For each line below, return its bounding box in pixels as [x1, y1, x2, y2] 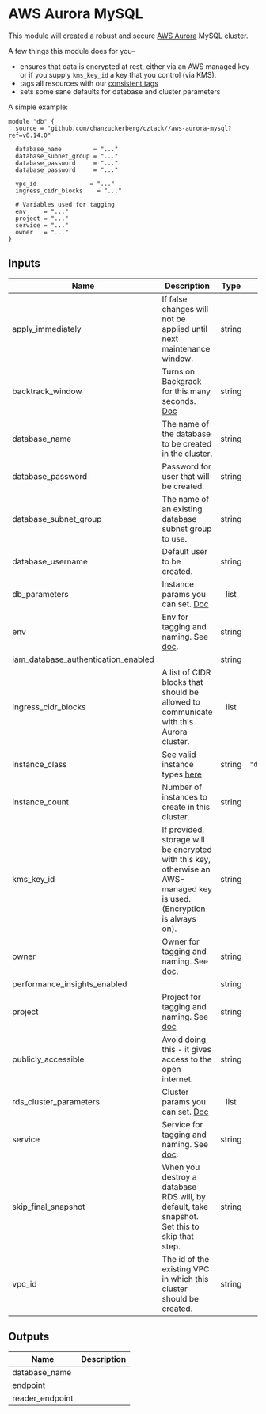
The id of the [161, 1253, 210, 1264]
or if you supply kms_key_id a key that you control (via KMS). [19, 70, 217, 79]
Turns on [161, 366, 196, 377]
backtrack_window [12, 386, 82, 397]
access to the [161, 1054, 212, 1065]
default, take [161, 1201, 208, 1212]
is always [161, 913, 196, 924]
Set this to [161, 1221, 199, 1232]
